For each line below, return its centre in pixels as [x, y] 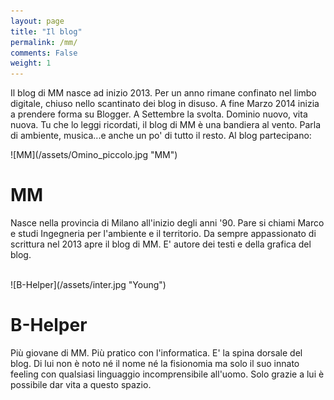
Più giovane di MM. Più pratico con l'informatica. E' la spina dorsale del [156, 353]
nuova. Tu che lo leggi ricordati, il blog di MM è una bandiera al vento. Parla [166, 125]
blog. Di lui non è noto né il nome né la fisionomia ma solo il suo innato [155, 363]
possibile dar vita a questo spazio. [81, 384]
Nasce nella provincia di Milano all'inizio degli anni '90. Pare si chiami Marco [167, 223]
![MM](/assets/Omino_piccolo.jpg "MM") [94, 155]
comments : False [44, 53]
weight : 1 [31, 63]
